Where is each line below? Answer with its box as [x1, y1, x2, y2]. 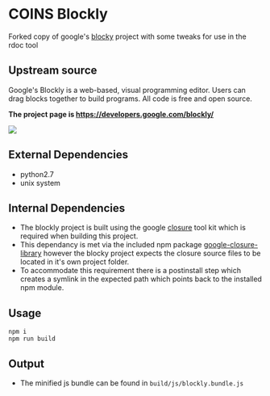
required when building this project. [19, 231, 139, 241]
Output [8, 356, 44, 370]
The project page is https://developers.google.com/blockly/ [8, 109, 214, 119]
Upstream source [8, 64, 98, 78]
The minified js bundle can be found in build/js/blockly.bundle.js [19, 378, 244, 388]
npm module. [19, 283, 64, 293]
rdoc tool [8, 40, 39, 49]
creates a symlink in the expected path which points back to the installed [19, 274, 262, 284]
